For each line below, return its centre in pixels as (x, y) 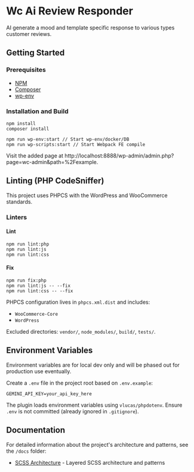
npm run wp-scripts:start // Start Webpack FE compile (76, 144)
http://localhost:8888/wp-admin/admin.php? (119, 155)
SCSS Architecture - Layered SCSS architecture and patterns (90, 462)
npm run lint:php (28, 244)
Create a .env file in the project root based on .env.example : (80, 383)
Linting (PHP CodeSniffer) (55, 181)
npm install (21, 123)
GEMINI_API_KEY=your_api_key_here (49, 394)
